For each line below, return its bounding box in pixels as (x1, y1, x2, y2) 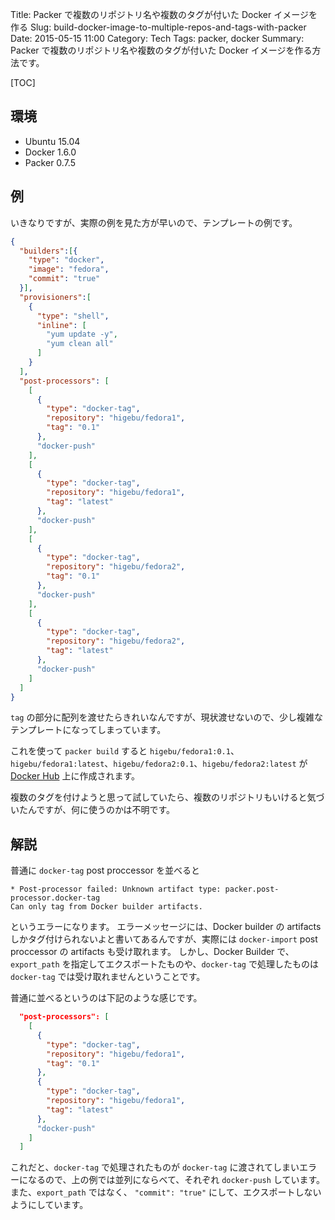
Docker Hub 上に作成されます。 (10, 770, 141, 782)
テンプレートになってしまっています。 (10, 724, 167, 736)
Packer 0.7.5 (24, 156, 76, 168)
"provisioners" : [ (19, 292, 92, 302)
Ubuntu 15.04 (24, 135, 81, 147)
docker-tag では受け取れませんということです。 (10, 971, 206, 983)
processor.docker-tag (10, 893, 101, 903)
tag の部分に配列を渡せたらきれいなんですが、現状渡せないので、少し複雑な (10, 711, 323, 723)
